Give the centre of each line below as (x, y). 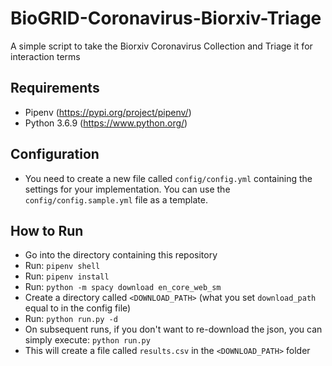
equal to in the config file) (78, 308)
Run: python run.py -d (71, 319)
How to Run (47, 230)
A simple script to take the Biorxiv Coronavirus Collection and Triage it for (161, 46)
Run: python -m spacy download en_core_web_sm (123, 287)
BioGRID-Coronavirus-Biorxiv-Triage (166, 18)
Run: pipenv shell (62, 266)
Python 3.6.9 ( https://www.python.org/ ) (106, 123)
